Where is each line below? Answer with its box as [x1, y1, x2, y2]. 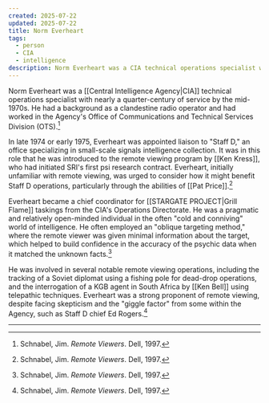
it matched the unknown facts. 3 [8, 248, 112, 258]
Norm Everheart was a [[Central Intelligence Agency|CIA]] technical [8, 86, 232, 96]
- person [15, 42, 45, 50]
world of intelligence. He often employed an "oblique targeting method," [8, 222, 246, 232]
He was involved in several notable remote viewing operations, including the [8, 264, 260, 274]
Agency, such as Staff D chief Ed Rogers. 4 [8, 307, 148, 318]
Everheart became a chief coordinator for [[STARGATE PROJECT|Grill [8, 197, 238, 206]
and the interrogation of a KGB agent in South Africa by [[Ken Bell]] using [8, 282, 250, 291]
